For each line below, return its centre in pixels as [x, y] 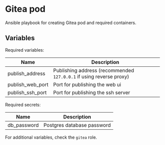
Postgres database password [77, 125]
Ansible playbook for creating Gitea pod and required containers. [71, 23]
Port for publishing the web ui [87, 85]
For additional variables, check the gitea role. [51, 137]
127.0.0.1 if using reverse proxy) [91, 76]
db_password [23, 125]
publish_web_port [28, 85]
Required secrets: [23, 105]
